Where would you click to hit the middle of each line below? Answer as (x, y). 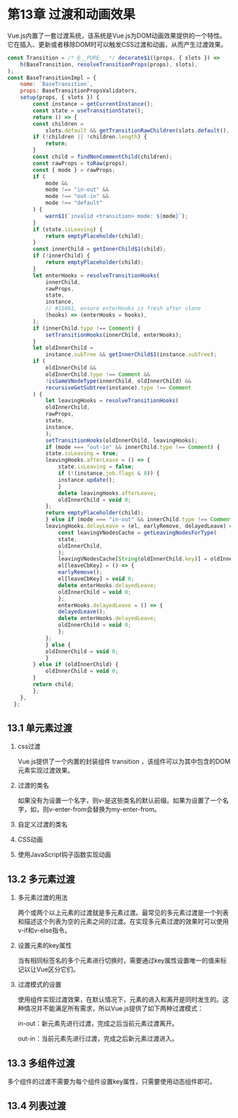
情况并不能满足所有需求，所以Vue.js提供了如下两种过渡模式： (114, 1009)
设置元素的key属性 (45, 946)
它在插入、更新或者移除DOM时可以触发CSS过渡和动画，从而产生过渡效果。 (117, 44)
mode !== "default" (74, 203)
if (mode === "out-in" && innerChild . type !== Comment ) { (132, 447)
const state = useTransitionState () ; (88, 111)
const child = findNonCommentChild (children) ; (103, 157)
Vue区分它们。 (58, 970)
